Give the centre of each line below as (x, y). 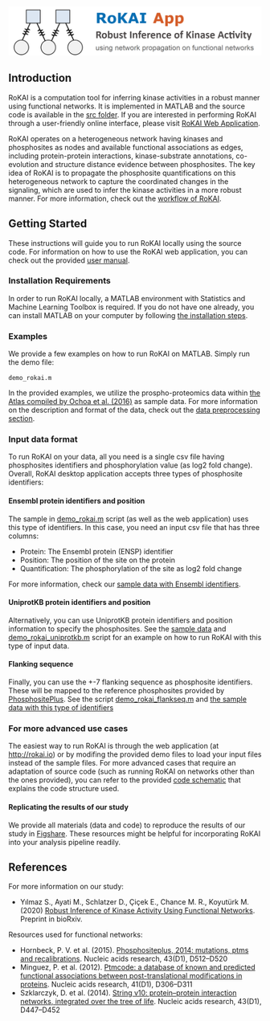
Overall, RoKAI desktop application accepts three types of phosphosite (125, 474)
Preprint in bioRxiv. (51, 919)
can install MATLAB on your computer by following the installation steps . (128, 315)
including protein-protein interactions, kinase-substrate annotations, (121, 156)
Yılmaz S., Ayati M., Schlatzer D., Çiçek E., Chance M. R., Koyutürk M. (134, 902)
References (38, 867)
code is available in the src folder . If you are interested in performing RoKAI (133, 114)
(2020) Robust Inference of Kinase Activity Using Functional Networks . (137, 911)
